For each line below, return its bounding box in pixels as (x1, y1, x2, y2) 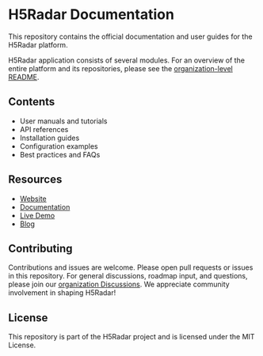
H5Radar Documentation (8, 6, 174, 24)
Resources (8, 172, 63, 187)
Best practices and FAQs (19, 150, 101, 159)
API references (19, 124, 69, 134)
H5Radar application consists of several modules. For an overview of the (8, 55, 246, 65)
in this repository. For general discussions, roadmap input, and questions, (8, 271, 248, 281)
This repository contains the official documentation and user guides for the (8, 32, 253, 41)
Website (19, 194, 48, 203)
